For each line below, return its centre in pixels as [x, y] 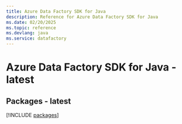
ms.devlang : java [27, 33]
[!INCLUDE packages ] [32, 115]
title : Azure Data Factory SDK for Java [56, 11]
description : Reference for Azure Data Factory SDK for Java [82, 17]
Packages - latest [39, 101]
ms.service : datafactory [36, 38]
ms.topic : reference [31, 28]
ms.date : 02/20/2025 [31, 22]
